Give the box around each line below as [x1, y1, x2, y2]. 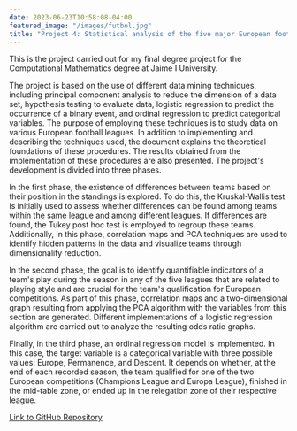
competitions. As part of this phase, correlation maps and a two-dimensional [9, 293, 288, 304]
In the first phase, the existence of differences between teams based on [9, 182, 271, 193]
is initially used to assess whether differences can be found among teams [9, 201, 278, 212]
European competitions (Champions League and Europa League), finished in [9, 376, 287, 387]
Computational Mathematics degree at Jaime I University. [9, 63, 218, 73]
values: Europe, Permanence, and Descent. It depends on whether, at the [9, 358, 276, 368]
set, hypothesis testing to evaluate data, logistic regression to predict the [9, 99, 275, 110]
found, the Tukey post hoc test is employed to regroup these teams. [9, 219, 256, 230]
